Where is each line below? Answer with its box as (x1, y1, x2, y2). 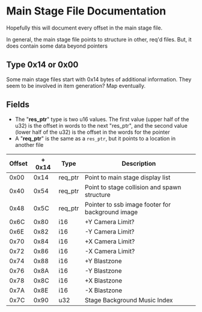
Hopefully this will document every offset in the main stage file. (6, 24, 163, 31)
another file (14, 141, 44, 148)
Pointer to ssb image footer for (84, 200, 171, 208)
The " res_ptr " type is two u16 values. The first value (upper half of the (14, 116, 189, 123)
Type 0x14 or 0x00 (6, 60, 79, 70)
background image (84, 208, 138, 216)
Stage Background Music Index (84, 296, 173, 304)
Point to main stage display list (84, 173, 171, 181)
